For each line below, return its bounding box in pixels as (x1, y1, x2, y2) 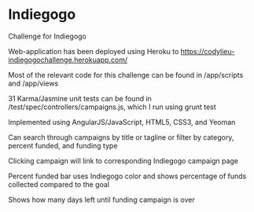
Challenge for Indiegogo (8, 31, 87, 41)
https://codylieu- (180, 46, 235, 56)
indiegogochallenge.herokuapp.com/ (8, 55, 128, 64)
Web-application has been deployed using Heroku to (8, 46, 179, 56)
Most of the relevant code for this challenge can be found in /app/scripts (8, 70, 244, 79)
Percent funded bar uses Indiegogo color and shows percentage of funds (8, 171, 247, 181)
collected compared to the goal (8, 179, 110, 189)
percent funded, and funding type (8, 141, 118, 150)
